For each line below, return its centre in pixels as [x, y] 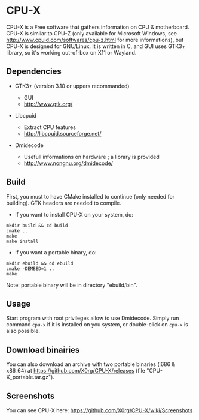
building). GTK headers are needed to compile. [64, 203]
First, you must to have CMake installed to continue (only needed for [91, 196]
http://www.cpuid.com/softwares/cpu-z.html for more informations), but [95, 40]
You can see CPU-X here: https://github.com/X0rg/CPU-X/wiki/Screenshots [99, 410]
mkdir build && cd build [37, 226]
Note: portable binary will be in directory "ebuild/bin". [72, 285]
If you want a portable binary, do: [56, 252]
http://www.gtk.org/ [48, 104]
